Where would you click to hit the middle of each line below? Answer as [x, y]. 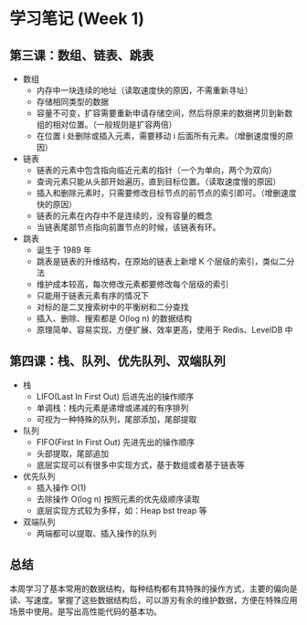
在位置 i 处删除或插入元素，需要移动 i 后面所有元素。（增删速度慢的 [161, 136]
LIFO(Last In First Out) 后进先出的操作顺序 [115, 396]
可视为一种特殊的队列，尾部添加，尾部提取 [116, 419]
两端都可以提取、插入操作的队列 [96, 533]
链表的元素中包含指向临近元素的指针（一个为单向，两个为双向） [156, 170]
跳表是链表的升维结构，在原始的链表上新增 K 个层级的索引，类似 [157, 261]
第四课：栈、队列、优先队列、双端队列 [117, 361]
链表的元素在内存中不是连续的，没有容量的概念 [124, 216]
